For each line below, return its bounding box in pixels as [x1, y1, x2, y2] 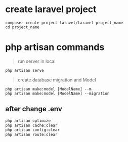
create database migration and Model [17, 77, 96, 83]
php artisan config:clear [5, 127, 60, 132]
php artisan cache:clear [5, 123, 58, 128]
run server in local [17, 58, 56, 64]
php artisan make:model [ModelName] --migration [5, 91, 110, 96]
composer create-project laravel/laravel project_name [5, 20, 123, 25]
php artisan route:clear [5, 132, 58, 137]
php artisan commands [5, 41, 105, 53]
